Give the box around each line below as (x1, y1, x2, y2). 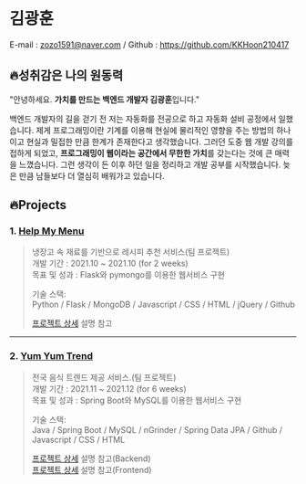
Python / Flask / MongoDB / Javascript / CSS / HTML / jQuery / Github (31, 299, 296, 310)
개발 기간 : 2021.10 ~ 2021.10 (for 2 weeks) (31, 258, 189, 269)
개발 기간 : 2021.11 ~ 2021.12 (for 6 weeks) (31, 383, 187, 394)
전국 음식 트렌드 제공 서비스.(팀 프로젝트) (31, 372, 177, 383)
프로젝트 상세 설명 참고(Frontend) (31, 464, 152, 475)
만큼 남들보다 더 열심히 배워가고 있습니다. (18, 170, 166, 181)
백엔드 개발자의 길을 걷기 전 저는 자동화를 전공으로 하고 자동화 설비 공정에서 (9, 113, 277, 124)
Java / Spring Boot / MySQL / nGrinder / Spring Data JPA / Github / (31, 424, 283, 435)
